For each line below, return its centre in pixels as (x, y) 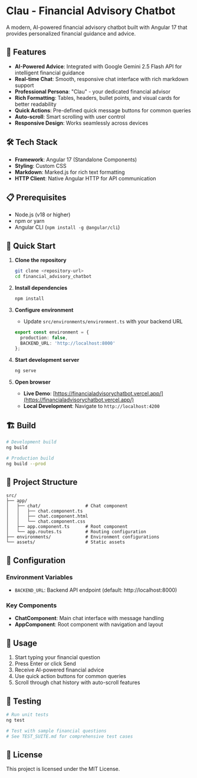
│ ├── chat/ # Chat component (67, 506)
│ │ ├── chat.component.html (47, 516)
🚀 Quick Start (31, 246)
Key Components (32, 605)
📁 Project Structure (42, 482)
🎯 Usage (22, 643)
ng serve (25, 371)
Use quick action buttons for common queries (70, 676)
